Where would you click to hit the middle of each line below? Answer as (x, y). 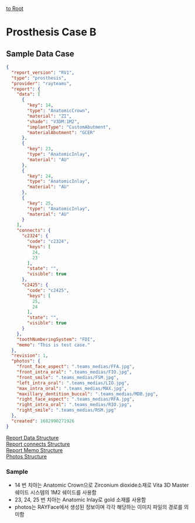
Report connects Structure (38, 444)
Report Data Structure (32, 437)
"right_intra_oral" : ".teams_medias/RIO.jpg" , (74, 405)
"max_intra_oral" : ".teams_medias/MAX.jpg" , (72, 388)
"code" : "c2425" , (48, 290)
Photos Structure (26, 456)
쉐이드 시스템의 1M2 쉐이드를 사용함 (55, 492)
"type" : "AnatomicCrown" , (59, 111)
